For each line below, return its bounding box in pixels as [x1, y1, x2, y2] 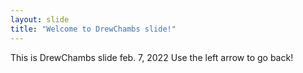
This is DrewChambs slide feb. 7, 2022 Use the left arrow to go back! [10, 51, 294, 63]
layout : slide [10, 14, 70, 25]
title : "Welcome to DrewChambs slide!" [10, 24, 177, 34]
